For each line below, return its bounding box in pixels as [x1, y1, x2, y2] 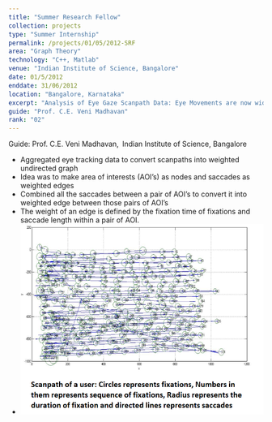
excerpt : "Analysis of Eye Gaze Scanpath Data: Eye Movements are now [8, 98, 252, 107]
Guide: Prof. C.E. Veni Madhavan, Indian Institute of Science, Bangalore [8, 139, 247, 149]
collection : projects [8, 21, 82, 30]
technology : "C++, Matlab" [8, 56, 100, 64]
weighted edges [19, 181, 74, 191]
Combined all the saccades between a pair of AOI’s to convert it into [19, 189, 248, 199]
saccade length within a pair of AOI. [19, 215, 140, 225]
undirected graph [19, 163, 79, 174]
